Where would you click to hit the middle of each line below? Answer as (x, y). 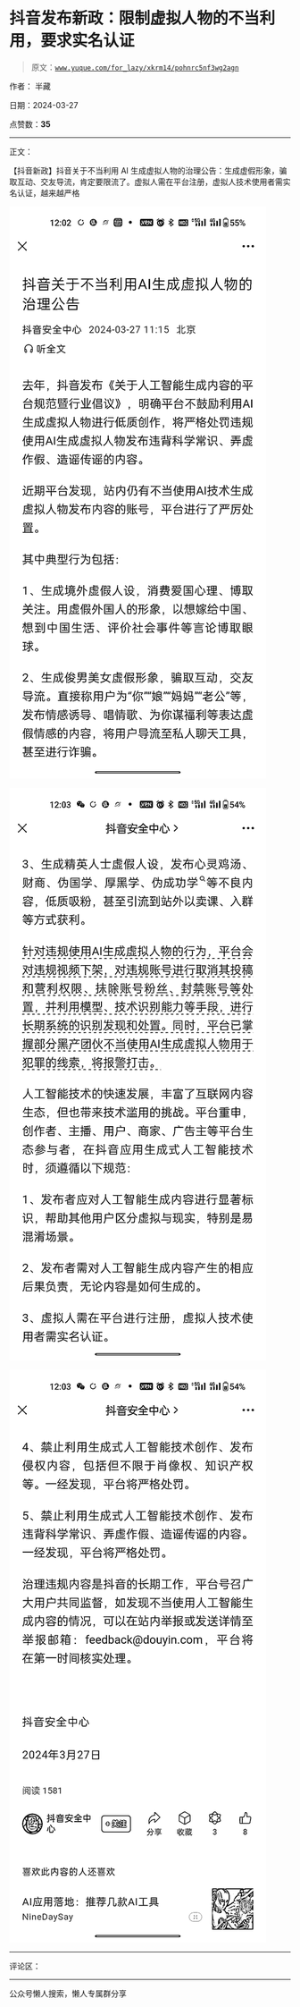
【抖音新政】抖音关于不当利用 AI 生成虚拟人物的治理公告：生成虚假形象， (144, 170)
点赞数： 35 (30, 124)
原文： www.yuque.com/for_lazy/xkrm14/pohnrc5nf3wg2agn (135, 67)
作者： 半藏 (30, 86)
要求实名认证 (88, 41)
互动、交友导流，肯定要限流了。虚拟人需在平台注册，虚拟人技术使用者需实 (154, 182)
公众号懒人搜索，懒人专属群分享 (68, 1993)
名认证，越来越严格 (45, 192)
